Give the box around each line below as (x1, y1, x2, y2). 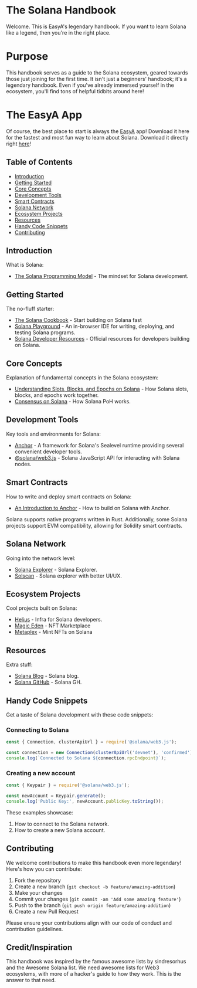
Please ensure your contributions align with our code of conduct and (6, 919, 172, 926)
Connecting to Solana (6, 725, 69, 734)
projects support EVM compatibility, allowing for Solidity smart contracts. (6, 522, 183, 529)
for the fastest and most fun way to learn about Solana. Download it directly (6, 134, 189, 141)
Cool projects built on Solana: (6, 605, 77, 612)
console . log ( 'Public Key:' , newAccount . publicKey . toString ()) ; (6, 798, 164, 804)
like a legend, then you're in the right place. (6, 29, 111, 36)
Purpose (6, 50, 49, 63)
